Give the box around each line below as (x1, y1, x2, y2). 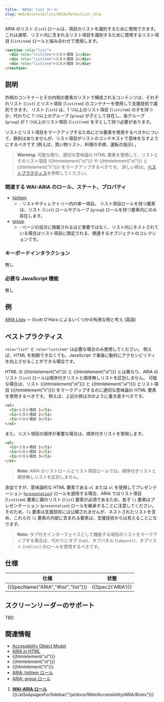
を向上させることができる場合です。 (5, 358, 78, 364)
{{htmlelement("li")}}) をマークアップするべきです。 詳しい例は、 (17, 164, 148, 170)
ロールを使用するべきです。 (46, 543, 102, 549)
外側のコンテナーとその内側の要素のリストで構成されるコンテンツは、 (5, 94, 146, 100)
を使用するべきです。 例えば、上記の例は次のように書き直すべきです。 (5, 393, 146, 399)
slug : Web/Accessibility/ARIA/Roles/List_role (5, 12, 102, 17)
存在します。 (19, 213, 45, 219)
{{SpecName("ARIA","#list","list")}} (7, 583, 87, 590)
